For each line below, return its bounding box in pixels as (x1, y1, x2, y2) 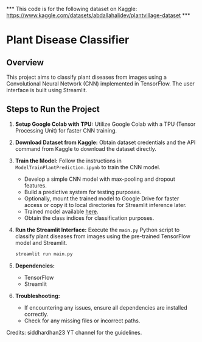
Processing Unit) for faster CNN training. (15, 126, 117, 134)
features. (24, 181, 47, 189)
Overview (6, 57, 44, 68)
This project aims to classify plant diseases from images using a (6, 73, 167, 81)
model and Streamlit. (15, 239, 68, 246)
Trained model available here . (24, 208, 99, 215)
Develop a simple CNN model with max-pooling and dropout (24, 175, 175, 183)
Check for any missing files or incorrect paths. (24, 317, 141, 324)
